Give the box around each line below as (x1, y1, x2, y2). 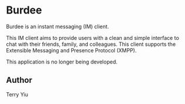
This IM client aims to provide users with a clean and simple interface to (6, 34, 180, 41)
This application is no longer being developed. (6, 58, 118, 65)
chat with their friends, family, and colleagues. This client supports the (6, 41, 176, 48)
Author (6, 75, 32, 85)
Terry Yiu (6, 90, 28, 98)
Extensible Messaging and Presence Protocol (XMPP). (6, 46, 137, 53)
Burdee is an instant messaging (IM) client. (6, 23, 109, 30)
